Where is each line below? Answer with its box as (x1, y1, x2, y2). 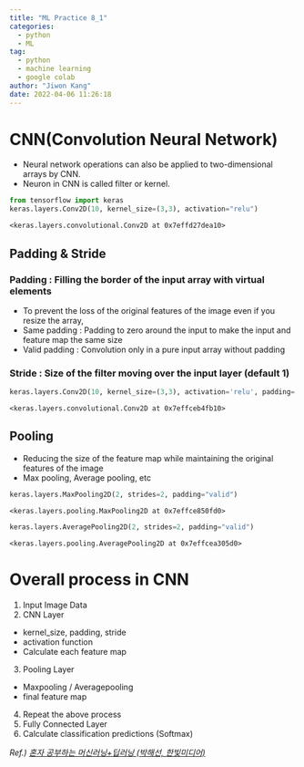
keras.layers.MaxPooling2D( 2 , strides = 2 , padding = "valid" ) (9, 490, 238, 499)
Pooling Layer (22, 663, 75, 675)
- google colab (17, 73, 76, 82)
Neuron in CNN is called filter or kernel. (22, 179, 170, 190)
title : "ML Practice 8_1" (9, 13, 107, 23)
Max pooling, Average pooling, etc (22, 472, 152, 483)
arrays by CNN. (22, 169, 81, 180)
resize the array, (22, 315, 84, 326)
